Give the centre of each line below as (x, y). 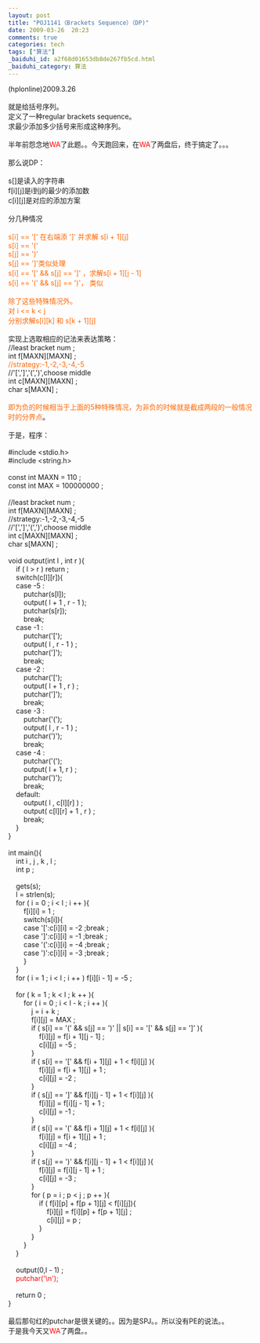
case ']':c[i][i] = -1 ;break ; (65, 936)
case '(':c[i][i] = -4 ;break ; (66, 944)
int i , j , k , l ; (36, 861)
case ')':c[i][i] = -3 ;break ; (66, 953)
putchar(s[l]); (45, 594)
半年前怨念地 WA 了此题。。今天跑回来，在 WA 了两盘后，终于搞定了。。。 (121, 144)
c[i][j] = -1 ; (57, 1111)
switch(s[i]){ (43, 919)
